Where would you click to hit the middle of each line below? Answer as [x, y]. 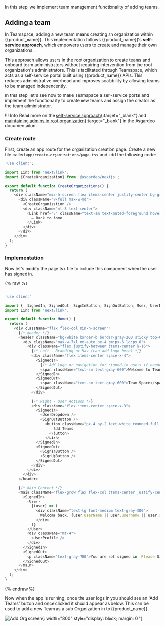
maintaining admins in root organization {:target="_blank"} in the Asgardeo [80, 121]
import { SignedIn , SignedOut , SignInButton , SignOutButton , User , [77, 306]
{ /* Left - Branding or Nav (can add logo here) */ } [86, 351]
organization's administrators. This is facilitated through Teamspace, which [81, 70]
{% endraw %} [20, 589]
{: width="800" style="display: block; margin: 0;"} [93, 618]
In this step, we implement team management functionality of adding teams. [82, 7]
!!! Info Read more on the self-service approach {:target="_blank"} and [76, 115]
